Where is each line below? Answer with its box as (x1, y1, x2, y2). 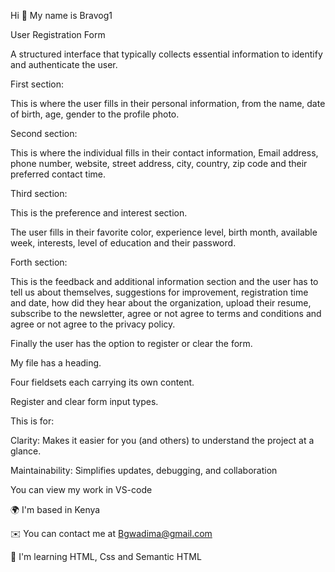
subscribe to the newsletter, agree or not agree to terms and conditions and (10, 308, 322, 319)
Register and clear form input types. (10, 396, 159, 407)
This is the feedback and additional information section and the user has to (10, 276, 319, 287)
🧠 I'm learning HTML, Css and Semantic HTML (10, 551, 202, 562)
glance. (10, 445, 42, 457)
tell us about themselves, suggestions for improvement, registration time (10, 286, 309, 298)
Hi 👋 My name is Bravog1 (10, 10, 113, 21)
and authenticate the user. (10, 59, 118, 70)
